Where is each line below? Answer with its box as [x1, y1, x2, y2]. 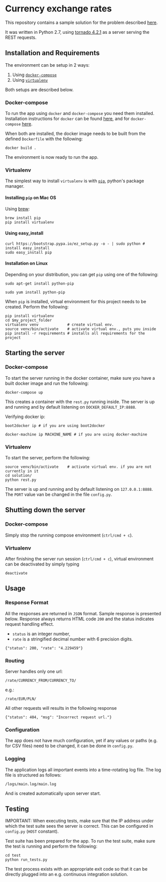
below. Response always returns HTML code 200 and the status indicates [5, 616, 155, 622]
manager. [5, 183, 25, 189]
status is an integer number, [12, 631, 70, 637]
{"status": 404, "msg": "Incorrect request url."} [5, 715, 112, 720]
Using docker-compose [12, 72, 57, 78]
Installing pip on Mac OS [5, 195, 56, 201]
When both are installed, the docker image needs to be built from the [5, 130, 146, 137]
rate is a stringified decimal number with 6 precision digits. [12, 636, 133, 642]
